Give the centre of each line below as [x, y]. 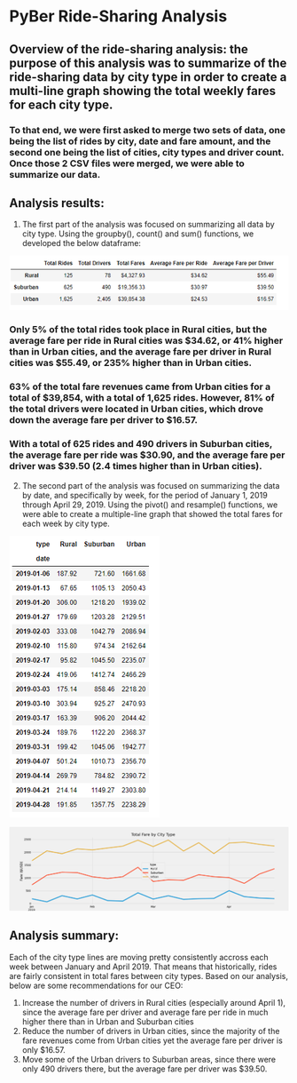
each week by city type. [66, 523]
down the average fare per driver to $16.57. [103, 420]
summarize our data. [55, 174]
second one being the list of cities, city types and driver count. [147, 152]
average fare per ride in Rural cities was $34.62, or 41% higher [146, 341]
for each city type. [61, 104]
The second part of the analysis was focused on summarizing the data [151, 485]
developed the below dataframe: [82, 243]
